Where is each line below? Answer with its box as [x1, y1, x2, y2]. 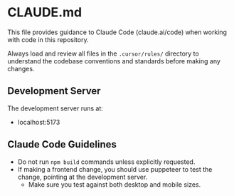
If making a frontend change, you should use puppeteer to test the [17, 165, 213, 173]
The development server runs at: [7, 104, 103, 113]
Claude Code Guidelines [7, 138, 117, 150]
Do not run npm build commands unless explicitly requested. [17, 158, 196, 166]
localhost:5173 [17, 118, 60, 126]
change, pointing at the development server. [17, 172, 148, 181]
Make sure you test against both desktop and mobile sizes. [28, 180, 201, 189]
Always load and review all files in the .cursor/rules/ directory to [7, 49, 199, 58]
